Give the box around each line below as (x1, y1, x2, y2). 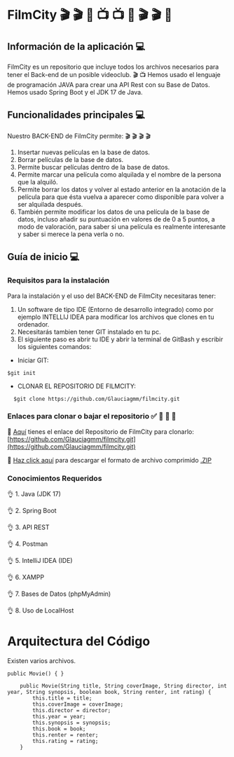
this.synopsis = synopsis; (32, 719, 111, 727)
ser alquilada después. (17, 200, 83, 208)
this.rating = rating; (32, 738, 99, 745)
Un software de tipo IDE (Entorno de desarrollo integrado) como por (17, 305, 214, 313)
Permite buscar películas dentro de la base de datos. (17, 163, 170, 171)
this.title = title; (32, 695, 92, 702)
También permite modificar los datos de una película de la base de (17, 207, 210, 216)
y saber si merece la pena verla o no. (17, 230, 125, 238)
